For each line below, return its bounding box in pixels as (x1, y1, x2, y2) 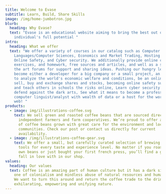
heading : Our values (9, 163, 52, 168)
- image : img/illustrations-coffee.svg (9, 108, 92, 114)
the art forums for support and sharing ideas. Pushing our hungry (14, 67, 156, 72)
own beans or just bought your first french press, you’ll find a (18, 150, 158, 155)
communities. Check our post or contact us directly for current (18, 126, 156, 131)
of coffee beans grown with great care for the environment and (18, 122, 154, 127)
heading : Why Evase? (9, 26, 52, 31)
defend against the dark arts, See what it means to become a (14, 90, 145, 95)
